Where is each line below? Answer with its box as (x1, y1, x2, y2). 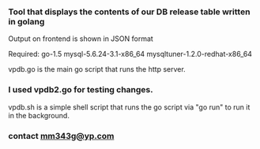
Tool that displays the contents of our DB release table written (8, 6, 251, 17)
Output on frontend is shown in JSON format (8, 34, 154, 43)
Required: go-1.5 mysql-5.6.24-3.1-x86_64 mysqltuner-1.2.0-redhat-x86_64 (8, 50, 253, 59)
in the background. (8, 110, 70, 120)
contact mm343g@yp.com (8, 130, 115, 141)
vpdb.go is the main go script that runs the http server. (8, 65, 186, 74)
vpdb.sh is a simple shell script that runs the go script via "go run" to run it (8, 102, 251, 112)
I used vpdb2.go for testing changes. (8, 84, 153, 95)
